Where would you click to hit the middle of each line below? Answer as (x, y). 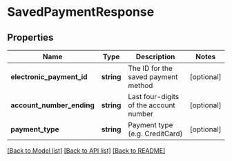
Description (155, 57)
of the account (152, 105)
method (140, 85)
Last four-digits (153, 97)
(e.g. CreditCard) (155, 133)
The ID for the (150, 68)
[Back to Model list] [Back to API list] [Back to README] (86, 151)
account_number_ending (53, 105)
